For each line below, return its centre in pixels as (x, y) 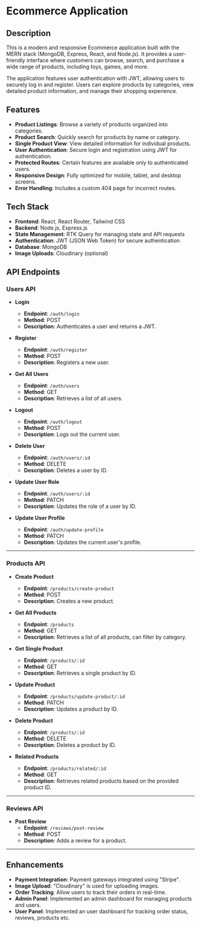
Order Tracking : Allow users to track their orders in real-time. (90, 892)
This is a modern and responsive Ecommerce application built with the (93, 47)
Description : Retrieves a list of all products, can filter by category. (105, 637)
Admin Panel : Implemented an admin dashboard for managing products (103, 898)
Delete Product (34, 720)
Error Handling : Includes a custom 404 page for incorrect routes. (95, 188)
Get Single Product (39, 648)
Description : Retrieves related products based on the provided (101, 781)
